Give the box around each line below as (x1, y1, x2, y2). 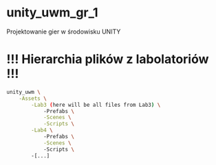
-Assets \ (19, 94, 47, 102)
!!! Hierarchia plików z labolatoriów (6, 51, 209, 67)
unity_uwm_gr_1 (6, 5, 98, 21)
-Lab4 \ (31, 127, 53, 134)
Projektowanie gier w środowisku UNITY (6, 27, 121, 36)
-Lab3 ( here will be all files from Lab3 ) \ (31, 101, 161, 108)
